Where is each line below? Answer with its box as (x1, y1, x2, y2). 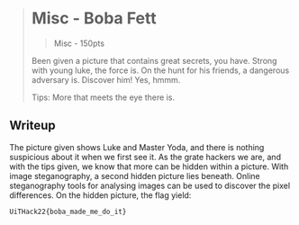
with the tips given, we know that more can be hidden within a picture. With (9, 161, 289, 172)
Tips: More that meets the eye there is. (31, 92, 176, 103)
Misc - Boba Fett (31, 8, 158, 29)
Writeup (9, 118, 56, 133)
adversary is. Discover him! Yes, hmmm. (31, 74, 181, 85)
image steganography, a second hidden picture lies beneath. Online (9, 170, 261, 181)
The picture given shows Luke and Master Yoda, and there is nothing (9, 141, 265, 152)
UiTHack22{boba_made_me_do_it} (9, 207, 127, 216)
